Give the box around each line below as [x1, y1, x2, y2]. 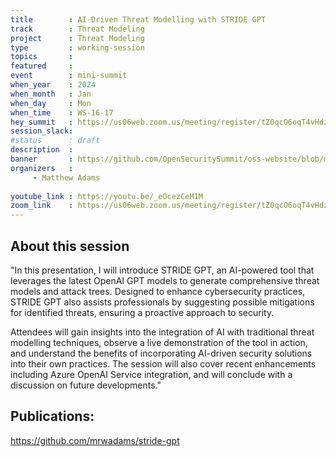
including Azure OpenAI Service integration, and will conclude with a [10, 368, 293, 380]
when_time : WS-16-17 [10, 107, 114, 118]
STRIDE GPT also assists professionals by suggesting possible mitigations [10, 296, 315, 308]
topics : [10, 52, 74, 62]
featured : [10, 61, 74, 71]
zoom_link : [10, 201, 74, 211]
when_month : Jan [10, 89, 92, 99]
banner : [10, 154, 74, 164]
